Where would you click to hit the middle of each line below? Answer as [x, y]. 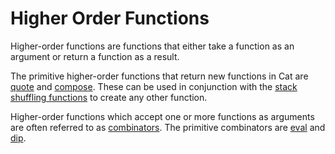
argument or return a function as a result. [95, 56]
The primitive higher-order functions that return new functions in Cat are [159, 76]
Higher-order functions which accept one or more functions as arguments [162, 116]
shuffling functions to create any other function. [109, 97]
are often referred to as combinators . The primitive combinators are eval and [168, 127]
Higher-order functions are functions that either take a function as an [152, 46]
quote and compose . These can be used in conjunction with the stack [154, 86]
